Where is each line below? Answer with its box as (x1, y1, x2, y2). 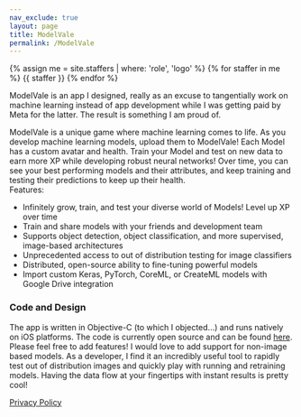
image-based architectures (22, 240, 123, 251)
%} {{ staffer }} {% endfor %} (9, 73, 119, 84)
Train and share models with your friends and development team (22, 221, 263, 232)
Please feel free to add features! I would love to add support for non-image (9, 340, 287, 352)
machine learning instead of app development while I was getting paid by (9, 100, 281, 111)
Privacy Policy (9, 396, 62, 407)
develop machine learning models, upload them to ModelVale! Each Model (9, 136, 286, 147)
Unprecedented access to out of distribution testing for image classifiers (22, 250, 293, 261)
